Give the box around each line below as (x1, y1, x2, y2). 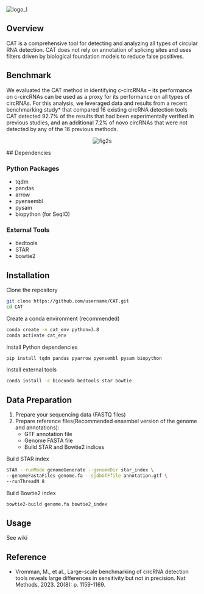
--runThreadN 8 (6, 478, 45, 484)
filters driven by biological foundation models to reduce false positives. (6, 52, 185, 60)
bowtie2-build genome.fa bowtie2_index (6, 501, 108, 507)
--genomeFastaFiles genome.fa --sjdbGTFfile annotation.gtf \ (6, 473, 167, 479)
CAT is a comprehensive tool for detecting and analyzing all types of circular (6, 40, 198, 47)
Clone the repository (6, 287, 58, 294)
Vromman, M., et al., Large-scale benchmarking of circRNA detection (15, 568, 189, 576)
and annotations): (15, 424, 60, 431)
